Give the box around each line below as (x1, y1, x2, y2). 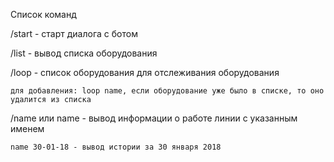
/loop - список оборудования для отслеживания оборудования (10, 67, 280, 78)
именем (10, 123, 45, 134)
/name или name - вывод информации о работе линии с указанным (10, 112, 298, 124)
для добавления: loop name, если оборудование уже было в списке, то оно (10, 86, 325, 96)
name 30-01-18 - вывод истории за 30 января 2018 (10, 142, 222, 152)
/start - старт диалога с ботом (10, 28, 138, 39)
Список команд (10, 9, 77, 20)
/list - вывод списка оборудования (10, 47, 158, 59)
